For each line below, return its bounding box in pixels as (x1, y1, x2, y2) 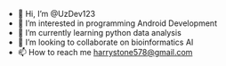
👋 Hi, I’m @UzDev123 (17, 9, 96, 19)
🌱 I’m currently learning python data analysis (17, 28, 182, 37)
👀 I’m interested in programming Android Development (17, 18, 218, 29)
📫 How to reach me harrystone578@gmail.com (17, 47, 193, 57)
